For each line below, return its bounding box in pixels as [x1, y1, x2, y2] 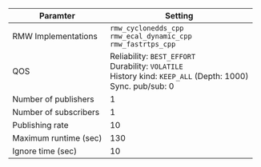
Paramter [38, 10, 76, 21]
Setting [165, 10, 194, 21]
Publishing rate [12, 120, 69, 130]
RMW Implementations [12, 31, 98, 42]
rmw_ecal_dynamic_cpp [109, 32, 192, 41]
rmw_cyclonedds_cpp [109, 24, 184, 33]
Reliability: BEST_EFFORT [109, 51, 196, 62]
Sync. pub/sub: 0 [109, 81, 175, 91]
